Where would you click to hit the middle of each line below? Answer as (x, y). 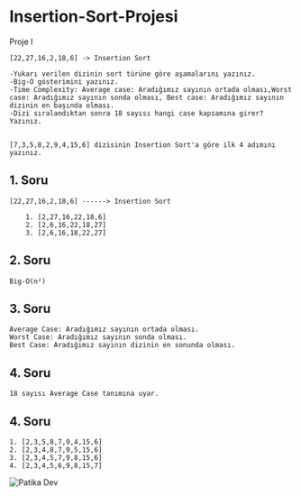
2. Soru (30, 260)
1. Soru (29, 181)
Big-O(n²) (28, 281)
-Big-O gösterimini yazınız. (64, 82)
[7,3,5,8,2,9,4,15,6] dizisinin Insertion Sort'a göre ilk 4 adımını (143, 145)
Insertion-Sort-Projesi (94, 17)
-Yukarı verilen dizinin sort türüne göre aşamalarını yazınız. (132, 74)
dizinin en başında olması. (62, 106)
